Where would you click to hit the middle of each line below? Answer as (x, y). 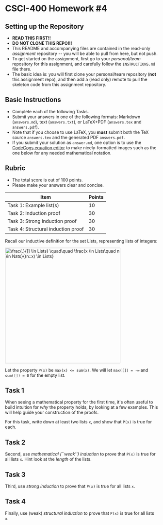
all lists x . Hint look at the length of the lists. (49, 459)
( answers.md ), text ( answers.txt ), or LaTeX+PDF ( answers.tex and (77, 122)
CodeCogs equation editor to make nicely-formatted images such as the (84, 148)
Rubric (15, 168)
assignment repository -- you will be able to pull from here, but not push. (85, 53)
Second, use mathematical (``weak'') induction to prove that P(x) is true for (81, 454)
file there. (22, 69)
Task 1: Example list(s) (33, 205)
